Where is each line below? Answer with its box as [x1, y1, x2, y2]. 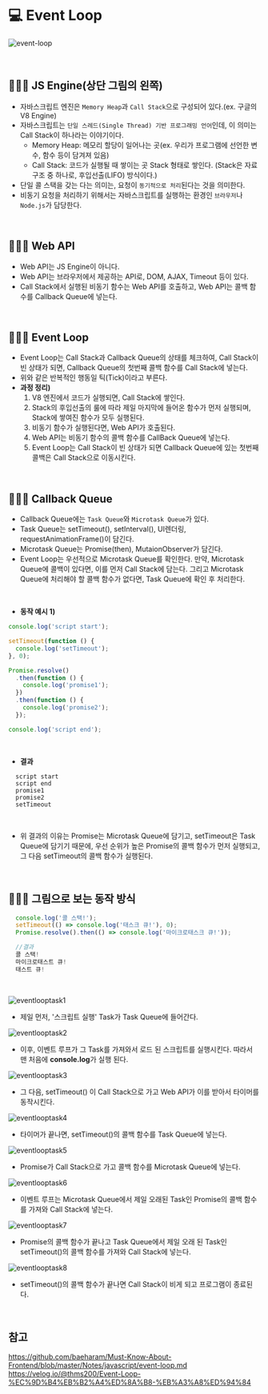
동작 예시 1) [19, 607, 56, 617]
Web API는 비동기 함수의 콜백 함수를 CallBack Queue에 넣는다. [31, 433, 230, 442]
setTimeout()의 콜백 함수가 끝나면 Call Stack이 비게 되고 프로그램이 [19, 1279, 232, 1288]
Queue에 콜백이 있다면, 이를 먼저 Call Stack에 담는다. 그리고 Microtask [19, 565, 244, 574]
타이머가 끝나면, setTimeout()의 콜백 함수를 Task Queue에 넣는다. [19, 1129, 227, 1139]
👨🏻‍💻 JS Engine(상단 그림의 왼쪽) [8, 79, 163, 93]
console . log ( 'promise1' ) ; [22, 681, 110, 689]
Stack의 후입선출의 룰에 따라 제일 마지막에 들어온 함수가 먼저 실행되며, [31, 403, 251, 413]
